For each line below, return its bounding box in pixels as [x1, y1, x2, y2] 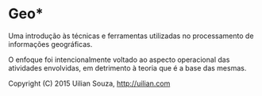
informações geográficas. [8, 39, 93, 48]
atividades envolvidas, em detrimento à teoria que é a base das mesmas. [8, 63, 247, 72]
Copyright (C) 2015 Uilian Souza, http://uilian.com [8, 79, 171, 88]
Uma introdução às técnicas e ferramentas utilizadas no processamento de [8, 31, 254, 40]
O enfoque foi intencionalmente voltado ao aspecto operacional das [8, 55, 230, 64]
